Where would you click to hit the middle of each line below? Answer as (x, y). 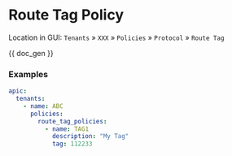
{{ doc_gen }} (31, 53)
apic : (18, 91)
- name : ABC (43, 106)
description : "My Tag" (90, 136)
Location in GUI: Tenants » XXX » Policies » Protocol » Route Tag (116, 37)
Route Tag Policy (66, 15)
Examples (28, 74)
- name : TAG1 (67, 129)
